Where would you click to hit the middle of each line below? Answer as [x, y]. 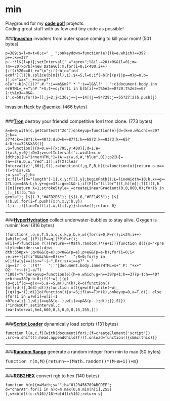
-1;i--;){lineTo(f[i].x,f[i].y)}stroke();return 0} [61, 206]
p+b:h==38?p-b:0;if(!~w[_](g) [37, 279]
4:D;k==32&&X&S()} [25, 144]
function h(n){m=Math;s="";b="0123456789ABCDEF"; [59, 385]
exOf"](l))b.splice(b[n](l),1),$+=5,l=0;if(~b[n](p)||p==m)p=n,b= [77, 75]
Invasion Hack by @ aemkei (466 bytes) [46, 107]
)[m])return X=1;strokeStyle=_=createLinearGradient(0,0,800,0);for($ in [85, 188]
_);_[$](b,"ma [20, 192]
